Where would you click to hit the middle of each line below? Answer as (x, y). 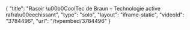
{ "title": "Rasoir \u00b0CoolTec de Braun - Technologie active (83, 9)
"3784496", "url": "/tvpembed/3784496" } (58, 21)
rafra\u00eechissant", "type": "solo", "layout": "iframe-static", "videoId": (95, 15)
